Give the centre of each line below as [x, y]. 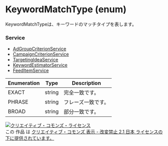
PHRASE [18, 102]
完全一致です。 [81, 93]
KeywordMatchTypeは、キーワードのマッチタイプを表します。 [71, 24]
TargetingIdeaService [35, 60]
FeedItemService [31, 70]
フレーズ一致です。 [86, 102]
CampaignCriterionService [41, 54]
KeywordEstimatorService [40, 65]
